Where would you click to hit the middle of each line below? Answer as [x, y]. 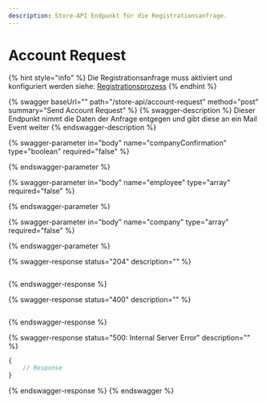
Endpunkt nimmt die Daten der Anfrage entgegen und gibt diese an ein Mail [133, 119]
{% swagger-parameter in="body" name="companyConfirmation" [117, 143]
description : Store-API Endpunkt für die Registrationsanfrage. [118, 16]
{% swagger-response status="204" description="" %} [100, 261]
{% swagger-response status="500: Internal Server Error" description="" [129, 337]
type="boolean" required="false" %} [69, 151]
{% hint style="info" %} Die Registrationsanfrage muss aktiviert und [120, 78]
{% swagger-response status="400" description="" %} [100, 299]
